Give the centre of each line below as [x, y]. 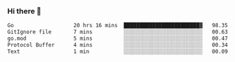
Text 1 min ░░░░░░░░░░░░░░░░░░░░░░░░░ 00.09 [118, 52]
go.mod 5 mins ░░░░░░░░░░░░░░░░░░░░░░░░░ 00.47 [118, 39]
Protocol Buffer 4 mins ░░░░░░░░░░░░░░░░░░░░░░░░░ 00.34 [118, 45]
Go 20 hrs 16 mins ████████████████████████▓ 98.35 [118, 26]
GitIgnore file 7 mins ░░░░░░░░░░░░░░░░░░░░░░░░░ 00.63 [118, 32]
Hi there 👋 [25, 11]
